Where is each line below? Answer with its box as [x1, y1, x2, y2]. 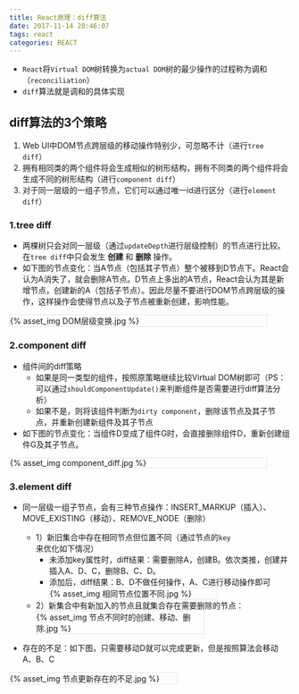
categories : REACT [9, 38, 78, 47]
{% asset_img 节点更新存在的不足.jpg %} [10, 673, 161, 684]
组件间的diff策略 [21, 360, 82, 371]
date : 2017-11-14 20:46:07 [9, 21, 110, 30]
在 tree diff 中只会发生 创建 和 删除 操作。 [21, 251, 177, 262]
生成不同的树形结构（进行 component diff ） [21, 173, 181, 184]
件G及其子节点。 [21, 439, 84, 450]
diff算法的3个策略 [9, 114, 107, 130]
